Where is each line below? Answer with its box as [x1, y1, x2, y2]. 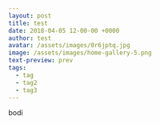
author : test [8, 34, 52, 42]
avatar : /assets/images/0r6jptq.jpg [8, 42, 130, 50]
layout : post [8, 11, 52, 20]
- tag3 [15, 86, 38, 94]
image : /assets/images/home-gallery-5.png [8, 49, 152, 57]
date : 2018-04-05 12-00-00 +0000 [8, 26, 120, 34]
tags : [8, 64, 26, 72]
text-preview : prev [8, 57, 74, 65]
